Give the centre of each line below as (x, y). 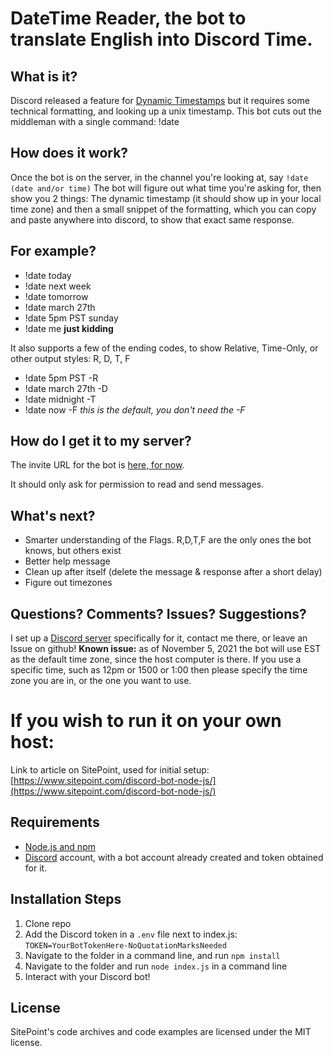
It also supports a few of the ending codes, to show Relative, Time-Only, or (164, 348)
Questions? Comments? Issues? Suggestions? (158, 613)
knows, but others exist (73, 551)
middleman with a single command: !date (95, 121)
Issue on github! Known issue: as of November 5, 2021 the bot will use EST (166, 649)
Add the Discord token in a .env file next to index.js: (131, 934)
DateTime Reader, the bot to (128, 18)
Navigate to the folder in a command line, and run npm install (152, 955)
